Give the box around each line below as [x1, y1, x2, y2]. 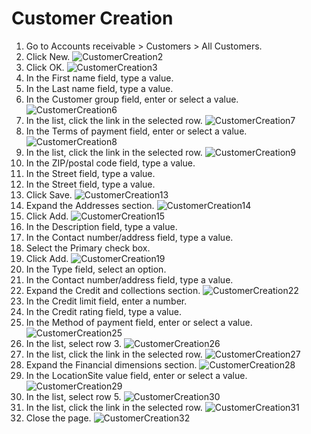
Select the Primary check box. [25, 242, 151, 254]
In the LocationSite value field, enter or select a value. [25, 369, 248, 381]
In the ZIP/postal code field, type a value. [25, 157, 196, 169]
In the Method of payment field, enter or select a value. [25, 316, 253, 328]
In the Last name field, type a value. [25, 82, 174, 94]
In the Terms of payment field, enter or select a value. [25, 125, 248, 137]
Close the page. [25, 412, 92, 424]
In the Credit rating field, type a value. [25, 305, 182, 317]
